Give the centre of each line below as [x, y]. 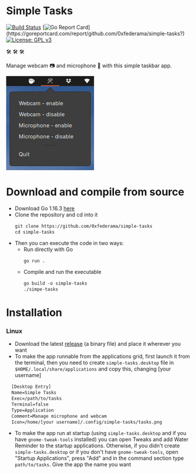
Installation [34, 313]
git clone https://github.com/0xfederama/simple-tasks [84, 226]
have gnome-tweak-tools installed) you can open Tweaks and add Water [102, 439]
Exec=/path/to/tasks [37, 399]
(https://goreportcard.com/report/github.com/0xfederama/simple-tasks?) [95, 33]
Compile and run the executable [62, 272]
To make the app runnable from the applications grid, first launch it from [102, 357]
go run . [34, 261]
